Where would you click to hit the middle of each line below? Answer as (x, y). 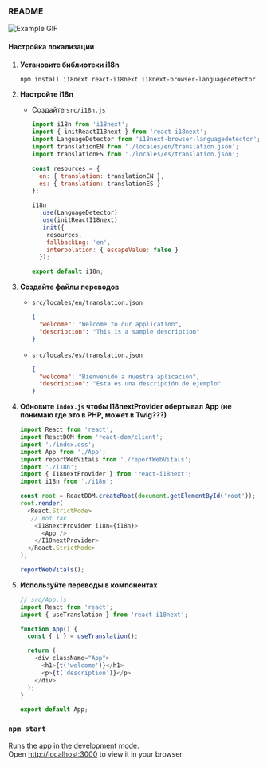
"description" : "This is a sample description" (120, 332)
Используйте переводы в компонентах (88, 585)
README (26, 11)
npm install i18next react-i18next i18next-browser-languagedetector (138, 79)
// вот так (49, 518)
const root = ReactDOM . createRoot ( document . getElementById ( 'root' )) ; (138, 496)
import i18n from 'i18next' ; (80, 125)
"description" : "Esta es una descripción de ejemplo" (130, 384)
